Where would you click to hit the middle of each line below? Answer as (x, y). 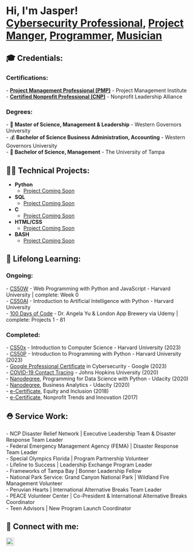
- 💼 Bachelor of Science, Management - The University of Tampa (86, 152)
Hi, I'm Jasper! (42, 11)
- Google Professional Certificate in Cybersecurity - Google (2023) (86, 366)
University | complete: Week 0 (42, 295)
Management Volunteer (34, 483)
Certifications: (27, 77)
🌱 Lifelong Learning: (44, 259)
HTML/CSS (28, 222)
